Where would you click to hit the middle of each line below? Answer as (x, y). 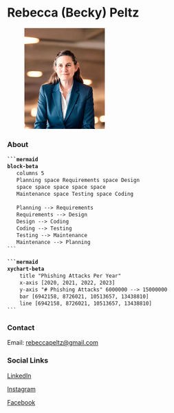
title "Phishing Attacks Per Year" (70, 276)
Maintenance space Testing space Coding (75, 194)
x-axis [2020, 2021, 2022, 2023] (67, 283)
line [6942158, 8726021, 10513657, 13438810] (86, 304)
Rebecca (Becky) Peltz (73, 13)
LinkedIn (19, 375)
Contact (21, 328)
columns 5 (30, 174)
